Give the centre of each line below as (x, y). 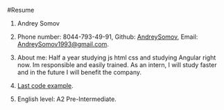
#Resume (21, 10)
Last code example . (45, 85)
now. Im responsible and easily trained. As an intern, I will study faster (117, 65)
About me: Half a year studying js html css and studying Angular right (117, 57)
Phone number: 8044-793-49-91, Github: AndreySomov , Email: (107, 37)
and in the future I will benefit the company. (79, 72)
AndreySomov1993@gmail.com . (63, 44)
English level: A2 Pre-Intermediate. (67, 99)
